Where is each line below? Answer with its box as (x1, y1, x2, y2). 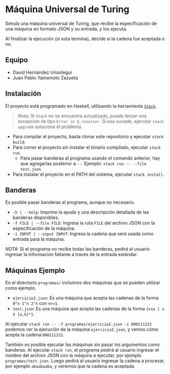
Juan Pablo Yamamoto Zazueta (12, 75, 78, 81)
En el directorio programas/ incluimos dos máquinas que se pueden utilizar (5, 279, 160, 286)
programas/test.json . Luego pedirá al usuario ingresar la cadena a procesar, (5, 358, 165, 364)
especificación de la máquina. (12, 225, 76, 232)
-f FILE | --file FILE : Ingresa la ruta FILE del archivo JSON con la (12, 220, 155, 226)
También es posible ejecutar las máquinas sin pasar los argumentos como (5, 341, 160, 348)
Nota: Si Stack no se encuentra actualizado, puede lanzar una (17, 113, 147, 119)
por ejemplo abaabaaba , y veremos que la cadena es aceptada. (5, 363, 135, 369)
